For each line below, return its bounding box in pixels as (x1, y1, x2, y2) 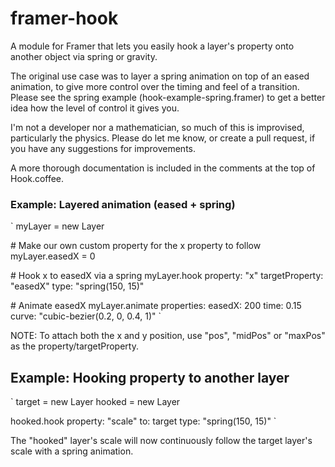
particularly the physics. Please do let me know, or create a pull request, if (10, 132, 316, 144)
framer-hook (10, 7, 119, 30)
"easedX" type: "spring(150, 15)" (10, 280, 145, 292)
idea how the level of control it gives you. (10, 102, 180, 114)
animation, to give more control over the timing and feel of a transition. (10, 80, 300, 92)
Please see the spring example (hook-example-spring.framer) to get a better (10, 91, 326, 103)
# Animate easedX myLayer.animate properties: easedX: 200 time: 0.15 (10, 300, 302, 312)
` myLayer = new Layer (10, 220, 105, 232)
